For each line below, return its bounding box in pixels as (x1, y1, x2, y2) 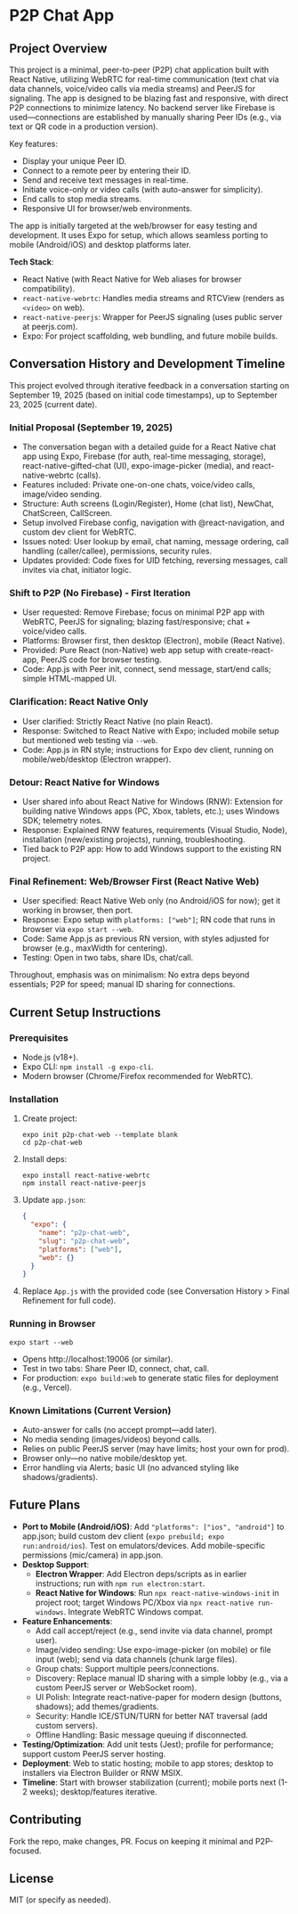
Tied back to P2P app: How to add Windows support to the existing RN (21, 844, 282, 854)
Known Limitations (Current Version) (9, 1404, 172, 1417)
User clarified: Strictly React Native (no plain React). (21, 716, 213, 726)
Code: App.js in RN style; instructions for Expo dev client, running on (21, 744, 274, 755)
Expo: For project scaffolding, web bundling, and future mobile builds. (21, 331, 278, 341)
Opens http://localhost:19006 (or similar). (21, 1354, 173, 1364)
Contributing (9, 1812, 82, 1828)
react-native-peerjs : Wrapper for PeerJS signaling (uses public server (21, 312, 283, 322)
